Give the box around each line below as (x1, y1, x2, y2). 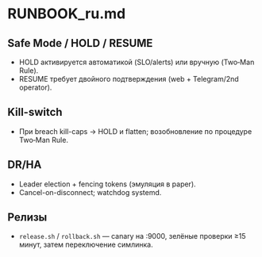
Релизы (7, 211, 48, 224)
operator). (18, 82, 52, 92)
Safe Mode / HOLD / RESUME (7, 36, 153, 50)
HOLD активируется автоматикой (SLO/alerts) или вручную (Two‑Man (18, 57, 255, 67)
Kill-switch (7, 105, 63, 119)
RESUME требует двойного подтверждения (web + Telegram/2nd (18, 75, 239, 83)
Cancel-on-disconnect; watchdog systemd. (18, 187, 162, 197)
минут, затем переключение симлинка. (18, 240, 153, 250)
